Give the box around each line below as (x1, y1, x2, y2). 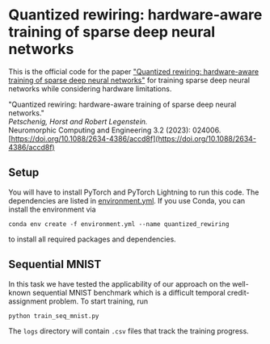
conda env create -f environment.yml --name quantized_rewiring (8, 220, 230, 228)
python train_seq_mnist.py (8, 312, 99, 320)
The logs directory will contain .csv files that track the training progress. (8, 325, 249, 336)
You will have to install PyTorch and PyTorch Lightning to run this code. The (8, 187, 259, 197)
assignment (8, 296, 48, 306)
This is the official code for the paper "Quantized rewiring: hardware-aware (8, 66, 259, 76)
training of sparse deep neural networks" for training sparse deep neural (8, 75, 251, 85)
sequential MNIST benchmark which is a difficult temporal (32, 287, 226, 297)
